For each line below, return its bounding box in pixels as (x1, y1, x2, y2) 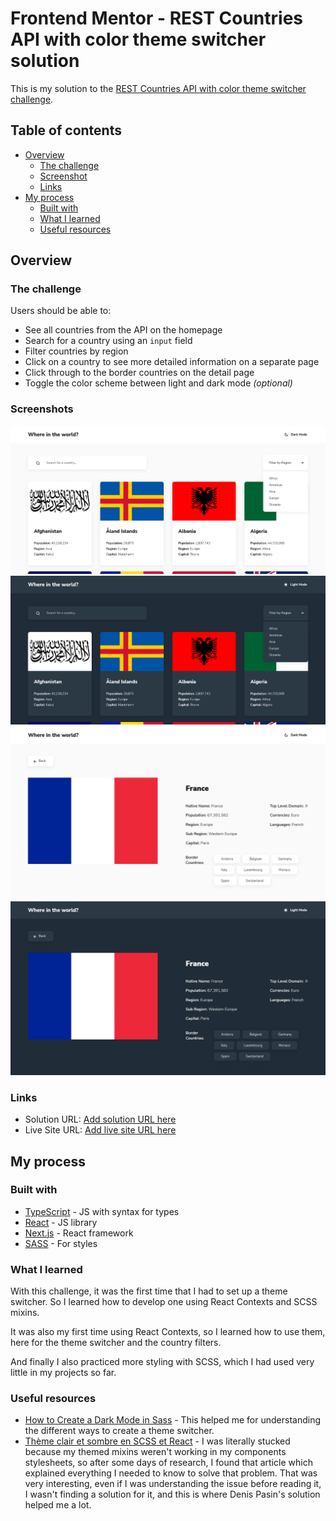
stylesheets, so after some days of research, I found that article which (24, 1457, 313, 1469)
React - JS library (24, 1216, 98, 1228)
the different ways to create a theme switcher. (24, 1425, 215, 1437)
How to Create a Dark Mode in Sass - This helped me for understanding (24, 1414, 322, 1426)
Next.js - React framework (24, 1227, 134, 1239)
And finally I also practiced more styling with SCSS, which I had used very (10, 1356, 315, 1368)
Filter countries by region (24, 345, 129, 357)
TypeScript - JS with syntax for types (24, 1205, 180, 1217)
